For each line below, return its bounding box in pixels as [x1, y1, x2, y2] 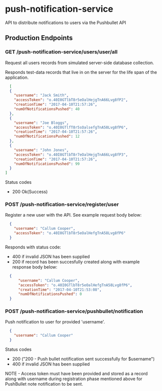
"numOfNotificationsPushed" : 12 [14, 134, 80, 139]
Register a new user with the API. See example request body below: [5, 212, 142, 218]
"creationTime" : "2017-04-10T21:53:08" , [18, 287, 102, 292]
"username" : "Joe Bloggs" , [14, 120, 69, 125]
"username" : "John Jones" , [14, 147, 69, 152]
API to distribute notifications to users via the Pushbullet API [5, 20, 126, 25]
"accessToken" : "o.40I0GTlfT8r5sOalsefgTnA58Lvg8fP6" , [14, 125, 128, 130]
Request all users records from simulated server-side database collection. [5, 60, 154, 66]
